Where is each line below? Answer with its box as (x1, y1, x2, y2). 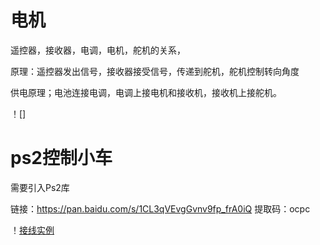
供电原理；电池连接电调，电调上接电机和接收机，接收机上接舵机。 (10, 86, 282, 98)
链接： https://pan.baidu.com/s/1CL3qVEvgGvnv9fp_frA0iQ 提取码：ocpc (10, 202, 311, 215)
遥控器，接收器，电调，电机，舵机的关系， (10, 44, 186, 56)
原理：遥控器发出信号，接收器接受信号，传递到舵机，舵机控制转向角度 (10, 65, 300, 77)
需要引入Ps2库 (10, 181, 70, 193)
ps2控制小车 (10, 147, 113, 170)
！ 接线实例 (10, 224, 55, 236)
